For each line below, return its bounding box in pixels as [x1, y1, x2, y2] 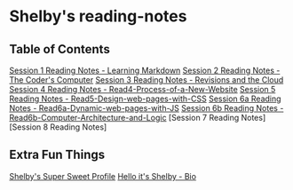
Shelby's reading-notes [9, 6, 187, 27]
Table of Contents [9, 42, 111, 57]
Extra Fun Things [9, 147, 105, 162]
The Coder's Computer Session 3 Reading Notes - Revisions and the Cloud [9, 75, 284, 85]
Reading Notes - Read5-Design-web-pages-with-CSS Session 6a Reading [9, 93, 281, 104]
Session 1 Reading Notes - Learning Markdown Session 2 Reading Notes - [9, 65, 281, 75]
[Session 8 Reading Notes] [9, 122, 107, 132]
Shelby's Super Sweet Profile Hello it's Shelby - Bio [9, 170, 197, 181]
